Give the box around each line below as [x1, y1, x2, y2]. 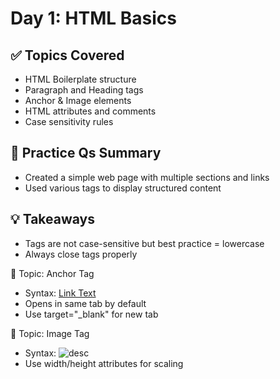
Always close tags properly [24, 248, 138, 260]
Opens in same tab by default [24, 297, 147, 309]
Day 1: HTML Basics [10, 7, 177, 30]
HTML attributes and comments [24, 105, 157, 117]
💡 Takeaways [10, 211, 95, 228]
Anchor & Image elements [24, 95, 132, 106]
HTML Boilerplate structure [24, 73, 137, 85]
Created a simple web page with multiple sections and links [24, 171, 270, 183]
